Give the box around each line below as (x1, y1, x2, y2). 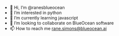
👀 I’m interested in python (9, 10, 62, 16)
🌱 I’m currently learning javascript (9, 15, 78, 20)
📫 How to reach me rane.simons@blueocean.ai (9, 26, 107, 31)
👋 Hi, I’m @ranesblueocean (9, 5, 65, 10)
